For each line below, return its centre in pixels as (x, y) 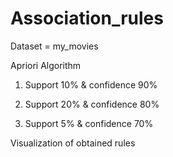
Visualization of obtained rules (73, 143)
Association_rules (87, 18)
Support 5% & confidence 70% (89, 123)
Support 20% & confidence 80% (92, 104)
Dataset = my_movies (54, 46)
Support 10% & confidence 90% (91, 84)
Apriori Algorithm (46, 65)
